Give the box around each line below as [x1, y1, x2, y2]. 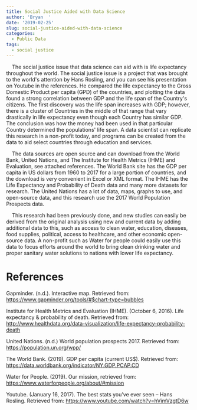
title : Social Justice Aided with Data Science [6, 8, 126, 15]
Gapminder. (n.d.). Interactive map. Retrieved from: [6, 289, 130, 297]
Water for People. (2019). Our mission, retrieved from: [6, 373, 137, 380]
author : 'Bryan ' [6, 14, 51, 20]
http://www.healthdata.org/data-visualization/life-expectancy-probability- [6, 320, 186, 327]
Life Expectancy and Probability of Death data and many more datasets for [6, 181, 188, 188]
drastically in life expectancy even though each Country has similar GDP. [6, 113, 183, 121]
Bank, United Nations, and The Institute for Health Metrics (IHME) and [6, 156, 176, 163]
